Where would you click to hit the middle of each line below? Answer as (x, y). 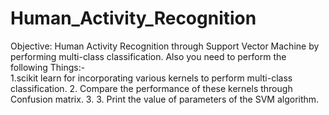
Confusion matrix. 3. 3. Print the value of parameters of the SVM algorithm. (165, 99)
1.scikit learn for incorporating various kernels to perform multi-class (151, 78)
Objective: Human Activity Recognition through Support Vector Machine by (165, 46)
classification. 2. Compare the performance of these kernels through (151, 88)
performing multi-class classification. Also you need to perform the (148, 56)
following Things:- (48, 67)
